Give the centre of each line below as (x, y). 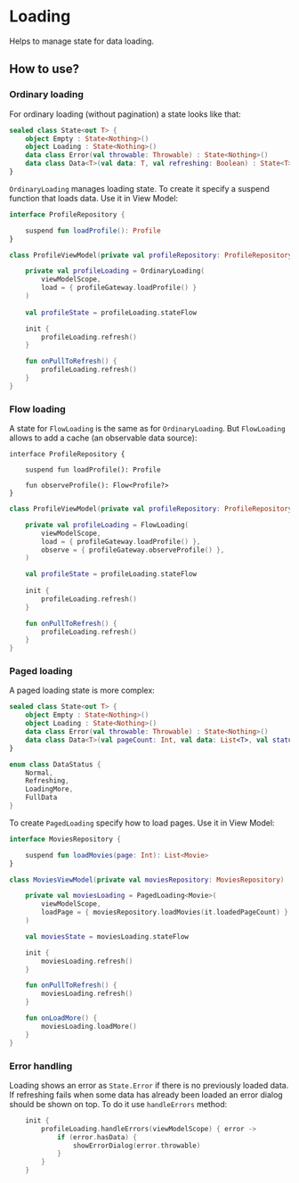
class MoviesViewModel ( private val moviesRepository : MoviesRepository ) (147, 880)
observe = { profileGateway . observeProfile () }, (133, 550)
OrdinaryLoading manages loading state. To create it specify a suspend (139, 188)
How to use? (44, 69)
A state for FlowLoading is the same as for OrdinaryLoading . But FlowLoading (148, 429)
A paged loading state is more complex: (82, 690)
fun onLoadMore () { (61, 1018)
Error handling (41, 1065)
